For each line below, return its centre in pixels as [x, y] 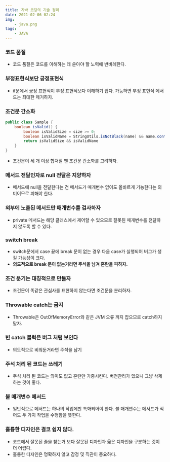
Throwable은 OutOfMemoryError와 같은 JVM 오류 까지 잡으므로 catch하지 [87, 317]
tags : [11, 29]
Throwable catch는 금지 [34, 305]
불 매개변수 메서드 [26, 397]
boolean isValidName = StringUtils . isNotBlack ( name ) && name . [90, 136]
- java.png [26, 24]
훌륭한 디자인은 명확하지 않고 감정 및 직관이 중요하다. [65, 454]
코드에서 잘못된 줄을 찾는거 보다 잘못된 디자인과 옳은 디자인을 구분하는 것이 [86, 441]
